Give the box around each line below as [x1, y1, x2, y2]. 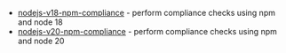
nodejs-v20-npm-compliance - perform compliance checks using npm [17, 26, 277, 36]
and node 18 [17, 17, 64, 27]
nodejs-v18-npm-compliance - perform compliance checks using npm [17, 8, 275, 18]
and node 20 [17, 35, 65, 46]
